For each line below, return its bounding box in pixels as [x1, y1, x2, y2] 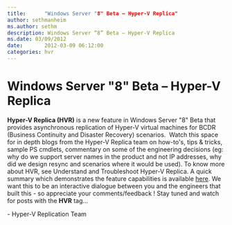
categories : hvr [7, 49, 54, 56]
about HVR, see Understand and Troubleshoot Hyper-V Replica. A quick [7, 167, 213, 175]
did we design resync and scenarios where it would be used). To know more [7, 159, 225, 168]
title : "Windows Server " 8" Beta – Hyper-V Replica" [7, 10, 178, 17]
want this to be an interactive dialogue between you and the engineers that [7, 182, 221, 190]
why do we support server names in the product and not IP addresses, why [7, 153, 222, 161]
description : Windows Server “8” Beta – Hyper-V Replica [7, 29, 175, 37]
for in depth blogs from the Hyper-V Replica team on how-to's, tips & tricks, [7, 137, 223, 146]
